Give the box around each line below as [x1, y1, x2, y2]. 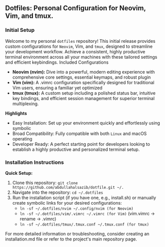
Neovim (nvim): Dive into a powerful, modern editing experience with [12, 69, 155, 75]
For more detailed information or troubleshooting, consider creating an [5, 231, 150, 237]
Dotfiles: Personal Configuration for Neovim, [5, 4, 146, 12]
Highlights [5, 110, 27, 116]
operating [12, 135, 32, 141]
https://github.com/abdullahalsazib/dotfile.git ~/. [12, 185, 124, 190]
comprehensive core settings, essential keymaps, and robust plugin [12, 74, 151, 80]
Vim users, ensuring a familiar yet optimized [12, 85, 103, 91]
